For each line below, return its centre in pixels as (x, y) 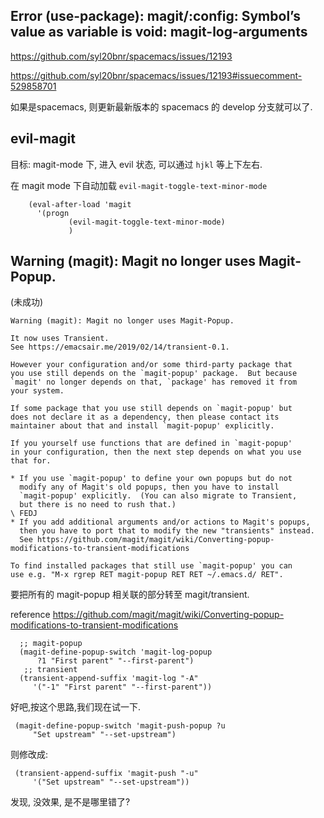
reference (30, 615)
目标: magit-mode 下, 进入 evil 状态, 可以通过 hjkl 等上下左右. (136, 164)
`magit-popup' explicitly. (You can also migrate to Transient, (158, 496)
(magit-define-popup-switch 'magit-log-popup (116, 652)
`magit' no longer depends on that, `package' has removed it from (154, 382)
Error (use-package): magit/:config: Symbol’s (155, 16)
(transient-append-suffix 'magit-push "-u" (106, 774)
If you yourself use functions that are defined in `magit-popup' (151, 444)
